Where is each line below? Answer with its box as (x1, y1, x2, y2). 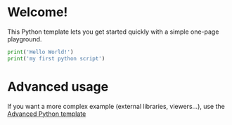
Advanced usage (7, 79, 109, 95)
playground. (7, 34, 42, 43)
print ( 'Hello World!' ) (7, 48, 74, 55)
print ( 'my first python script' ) (7, 55, 105, 62)
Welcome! (7, 4, 68, 20)
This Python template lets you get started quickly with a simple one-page (7, 27, 219, 36)
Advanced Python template (7, 110, 86, 118)
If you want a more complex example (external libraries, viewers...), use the (7, 102, 225, 110)
